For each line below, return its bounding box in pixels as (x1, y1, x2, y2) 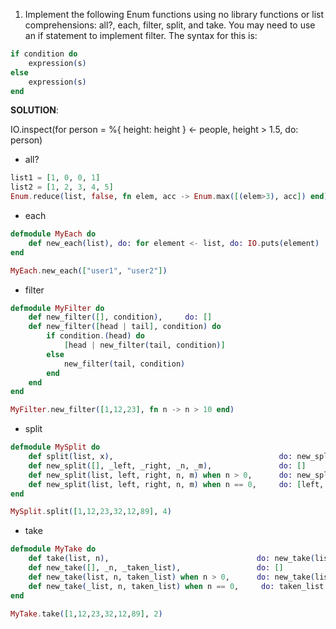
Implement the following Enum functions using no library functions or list (24, 9, 324, 20)
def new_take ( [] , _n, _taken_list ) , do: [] (28, 563, 284, 573)
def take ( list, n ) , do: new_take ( (28, 554, 315, 564)
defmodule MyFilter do (10, 303, 105, 313)
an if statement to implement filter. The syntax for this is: (24, 30, 258, 41)
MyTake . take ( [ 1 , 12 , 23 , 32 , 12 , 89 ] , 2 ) (10, 609, 163, 619)
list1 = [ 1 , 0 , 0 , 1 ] (10, 173, 101, 183)
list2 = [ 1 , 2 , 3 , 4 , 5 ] (10, 182, 114, 193)
